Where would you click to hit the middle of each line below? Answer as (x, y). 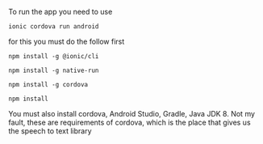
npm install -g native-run (54, 70)
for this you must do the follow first (67, 41)
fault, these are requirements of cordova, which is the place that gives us (130, 122)
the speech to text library (50, 131)
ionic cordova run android (54, 27)
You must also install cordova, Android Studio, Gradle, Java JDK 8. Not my (132, 114)
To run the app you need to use (61, 12)
